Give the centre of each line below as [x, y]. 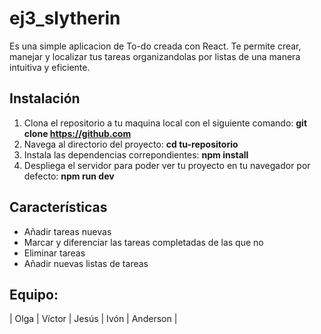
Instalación [45, 98]
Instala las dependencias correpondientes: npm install [136, 154]
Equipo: [34, 294]
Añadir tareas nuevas [67, 231]
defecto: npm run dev [69, 176]
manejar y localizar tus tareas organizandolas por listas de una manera [155, 56]
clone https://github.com [77, 133]
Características [58, 207]
